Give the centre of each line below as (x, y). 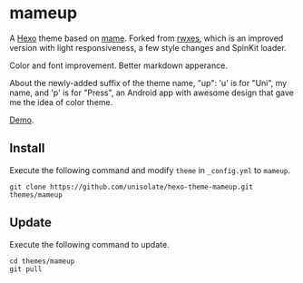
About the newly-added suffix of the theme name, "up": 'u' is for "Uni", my (148, 83)
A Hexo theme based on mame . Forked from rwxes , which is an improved (147, 38)
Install (27, 148)
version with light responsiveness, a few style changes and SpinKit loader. (148, 47)
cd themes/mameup (42, 261)
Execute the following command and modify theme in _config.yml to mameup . (150, 170)
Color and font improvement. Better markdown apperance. (119, 65)
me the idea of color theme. (61, 102)
